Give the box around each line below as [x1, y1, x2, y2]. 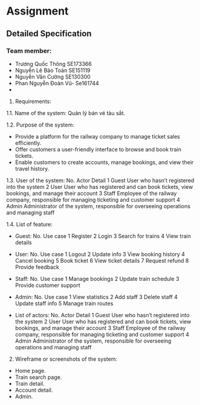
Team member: [6, 47, 52, 55]
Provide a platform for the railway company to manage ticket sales [15, 133, 180, 140]
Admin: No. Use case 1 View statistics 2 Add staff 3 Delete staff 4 [15, 293, 178, 300]
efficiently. [15, 139, 42, 147]
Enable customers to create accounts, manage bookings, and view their [15, 159, 194, 166]
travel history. [15, 165, 50, 172]
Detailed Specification [6, 28, 92, 39]
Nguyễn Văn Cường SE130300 [15, 73, 91, 80]
